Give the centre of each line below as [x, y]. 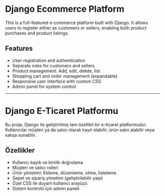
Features [19, 48]
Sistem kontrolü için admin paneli [46, 188]
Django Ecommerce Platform [65, 9]
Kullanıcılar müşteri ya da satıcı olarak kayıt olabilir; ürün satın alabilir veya [80, 130]
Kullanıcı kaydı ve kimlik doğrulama [48, 162]
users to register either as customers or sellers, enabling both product [76, 28]
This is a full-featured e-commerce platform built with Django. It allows [77, 23]
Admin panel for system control [44, 86]
